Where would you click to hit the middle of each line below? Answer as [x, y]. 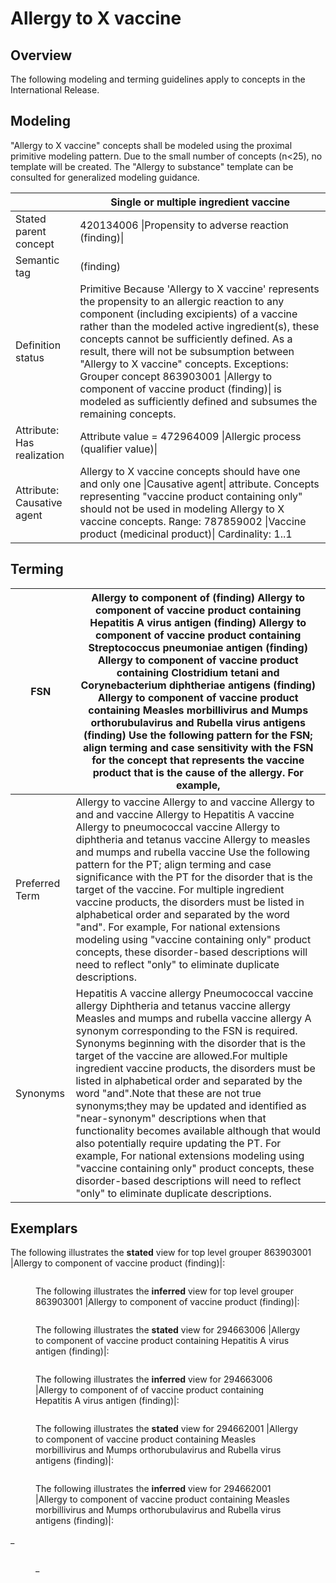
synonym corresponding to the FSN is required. [186, 1030]
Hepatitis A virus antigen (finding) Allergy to [198, 622]
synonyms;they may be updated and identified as [191, 1105]
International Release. [55, 90]
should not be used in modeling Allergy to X [182, 509]
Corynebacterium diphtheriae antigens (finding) [198, 685]
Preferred [38, 883]
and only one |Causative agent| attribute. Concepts [199, 484]
